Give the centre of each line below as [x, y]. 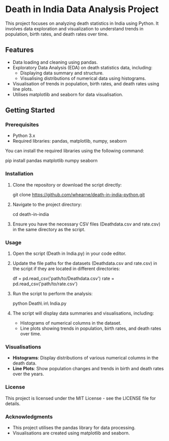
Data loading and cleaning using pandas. [55, 62]
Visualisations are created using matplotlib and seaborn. [71, 433]
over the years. [28, 374]
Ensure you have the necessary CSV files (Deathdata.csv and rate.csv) [87, 224]
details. [13, 404]
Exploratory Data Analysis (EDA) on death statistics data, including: [82, 67]
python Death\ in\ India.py [39, 303]
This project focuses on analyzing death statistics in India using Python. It [82, 23]
